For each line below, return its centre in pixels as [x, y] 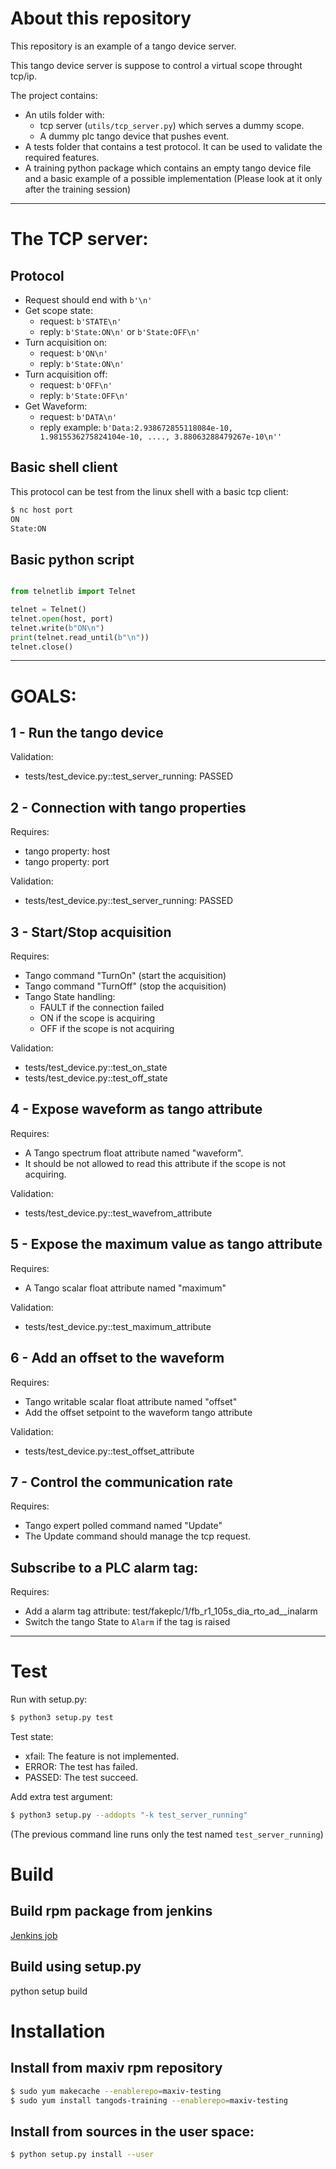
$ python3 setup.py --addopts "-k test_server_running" [129, 1815]
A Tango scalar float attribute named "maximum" [125, 1288]
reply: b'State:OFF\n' [84, 395]
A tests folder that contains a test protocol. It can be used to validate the [173, 146]
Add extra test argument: [61, 1796]
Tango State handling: [70, 997]
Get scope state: [58, 310]
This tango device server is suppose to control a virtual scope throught [156, 65]
